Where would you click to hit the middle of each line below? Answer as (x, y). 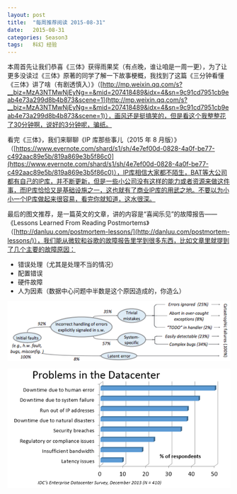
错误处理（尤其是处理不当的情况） (67, 265)
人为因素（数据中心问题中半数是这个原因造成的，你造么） (101, 291)
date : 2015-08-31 (36, 30)
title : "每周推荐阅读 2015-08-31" (57, 22)
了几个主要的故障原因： (41, 249)
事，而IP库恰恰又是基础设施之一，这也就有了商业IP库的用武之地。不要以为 (115, 190)
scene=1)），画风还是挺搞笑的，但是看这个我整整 (150, 116)
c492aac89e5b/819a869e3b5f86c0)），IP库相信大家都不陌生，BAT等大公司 (117, 173)
